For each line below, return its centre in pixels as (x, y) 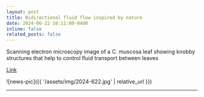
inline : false (24, 29)
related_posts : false (34, 35)
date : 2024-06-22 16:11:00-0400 (47, 23)
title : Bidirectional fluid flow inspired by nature (74, 18)
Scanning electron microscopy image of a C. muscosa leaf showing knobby (101, 52)
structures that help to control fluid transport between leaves (83, 58)
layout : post (23, 12)
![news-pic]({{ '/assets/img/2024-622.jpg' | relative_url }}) (79, 82)
